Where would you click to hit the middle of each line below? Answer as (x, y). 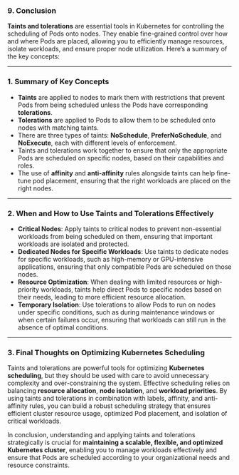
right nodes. (35, 188)
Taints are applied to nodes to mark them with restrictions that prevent (121, 97)
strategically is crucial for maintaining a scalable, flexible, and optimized (115, 443)
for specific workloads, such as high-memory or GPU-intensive (111, 259)
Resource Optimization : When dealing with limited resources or (111, 282)
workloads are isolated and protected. (73, 244)
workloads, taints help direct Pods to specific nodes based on (131, 289)
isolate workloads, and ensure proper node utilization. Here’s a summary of (117, 49)
